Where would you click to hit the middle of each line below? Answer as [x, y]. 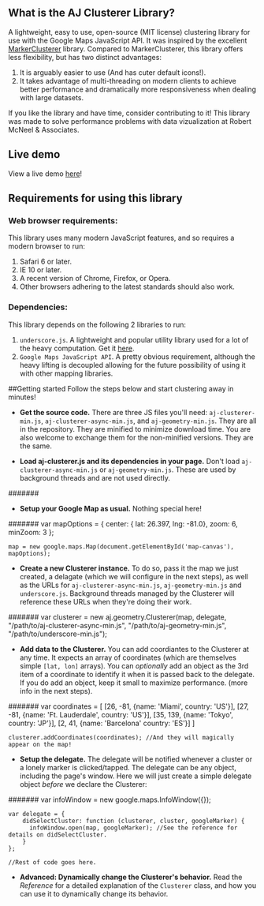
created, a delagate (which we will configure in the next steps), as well [134, 576]
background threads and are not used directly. [95, 477]
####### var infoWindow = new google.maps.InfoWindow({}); [110, 799]
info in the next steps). [56, 691]
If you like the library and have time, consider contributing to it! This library [129, 113]
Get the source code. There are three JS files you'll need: [113, 412]
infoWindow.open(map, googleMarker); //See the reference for [133, 828]
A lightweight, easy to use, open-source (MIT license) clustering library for [129, 32]
